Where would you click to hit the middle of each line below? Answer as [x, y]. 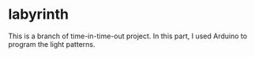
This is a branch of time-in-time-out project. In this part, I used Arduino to [127, 36]
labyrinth [39, 14]
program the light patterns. [52, 44]
